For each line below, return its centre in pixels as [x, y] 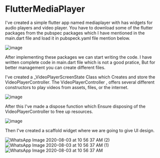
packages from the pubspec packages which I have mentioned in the [75, 33]
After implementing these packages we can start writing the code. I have [79, 57]
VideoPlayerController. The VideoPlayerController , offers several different [80, 82]
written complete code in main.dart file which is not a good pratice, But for [80, 62]
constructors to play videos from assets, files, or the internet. [67, 87]
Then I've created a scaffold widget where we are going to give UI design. [80, 130]
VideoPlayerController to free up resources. [49, 112]
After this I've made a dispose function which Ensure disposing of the [75, 106]
